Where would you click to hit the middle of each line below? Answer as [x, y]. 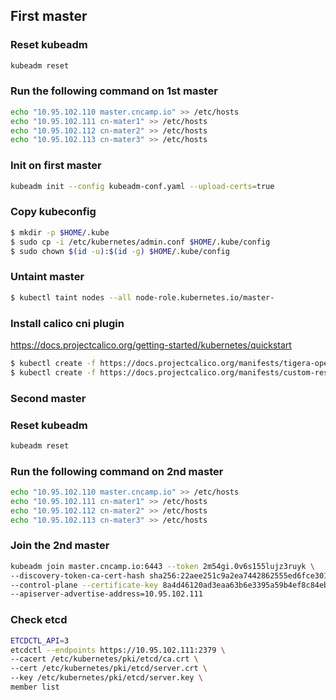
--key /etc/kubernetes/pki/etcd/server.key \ [106, 678]
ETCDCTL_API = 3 [40, 640]
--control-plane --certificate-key [84, 585]
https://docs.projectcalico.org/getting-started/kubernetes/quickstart [151, 345]
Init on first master [56, 166]
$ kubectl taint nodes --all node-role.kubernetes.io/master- [142, 297]
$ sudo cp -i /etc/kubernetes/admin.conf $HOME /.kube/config [140, 242]
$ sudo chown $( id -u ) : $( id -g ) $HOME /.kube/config [120, 251]
